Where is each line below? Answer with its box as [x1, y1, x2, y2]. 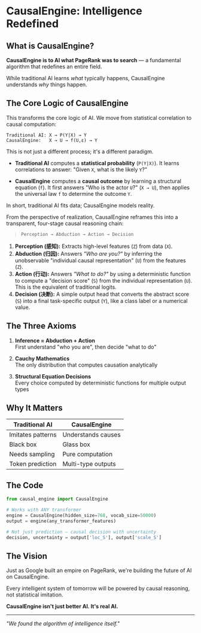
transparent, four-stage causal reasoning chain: [6, 220, 124, 227]
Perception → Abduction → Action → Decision [20, 231, 134, 237]
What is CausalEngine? [6, 41, 95, 51]
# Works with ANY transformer [6, 507, 82, 513]
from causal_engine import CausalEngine [6, 496, 109, 502]
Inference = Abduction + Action [14, 337, 96, 344]
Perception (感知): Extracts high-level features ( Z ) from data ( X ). [14, 243, 173, 250]
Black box [9, 440, 37, 449]
